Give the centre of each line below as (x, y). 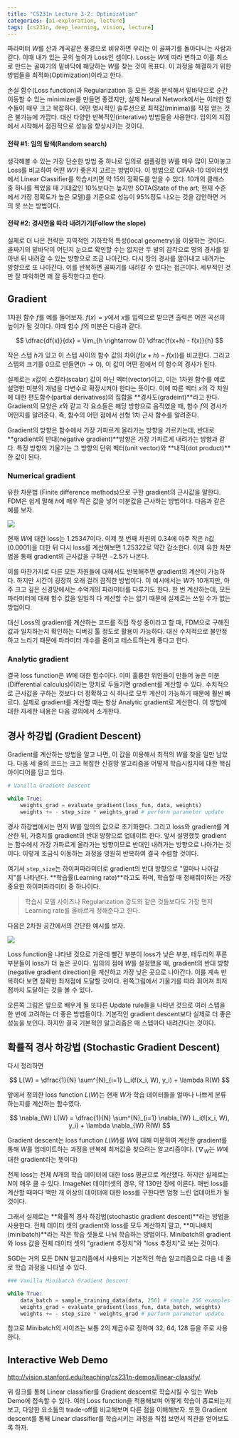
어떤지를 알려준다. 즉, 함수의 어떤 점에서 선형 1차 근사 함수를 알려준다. (103, 415)
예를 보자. (21, 510)
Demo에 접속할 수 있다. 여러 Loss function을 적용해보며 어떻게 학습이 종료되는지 (119, 1401)
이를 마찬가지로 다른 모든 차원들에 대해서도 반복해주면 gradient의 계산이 (107, 571)
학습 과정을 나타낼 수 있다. (51, 1267)
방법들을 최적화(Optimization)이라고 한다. (65, 75)
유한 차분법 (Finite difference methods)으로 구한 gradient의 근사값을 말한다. (115, 492)
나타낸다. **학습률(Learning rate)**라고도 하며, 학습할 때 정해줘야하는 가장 (128, 877)
